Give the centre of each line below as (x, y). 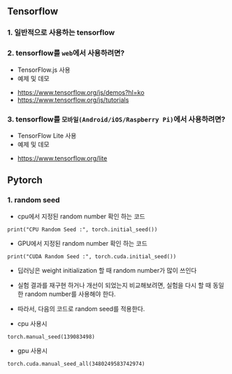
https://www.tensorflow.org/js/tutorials (73, 100)
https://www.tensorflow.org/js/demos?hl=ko (81, 92)
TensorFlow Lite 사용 (47, 135)
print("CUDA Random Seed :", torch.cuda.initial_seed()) (92, 256)
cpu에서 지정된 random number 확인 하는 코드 (81, 216)
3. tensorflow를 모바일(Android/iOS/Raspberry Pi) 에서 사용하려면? (116, 119)
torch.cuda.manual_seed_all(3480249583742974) (76, 364)
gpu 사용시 (32, 350)
